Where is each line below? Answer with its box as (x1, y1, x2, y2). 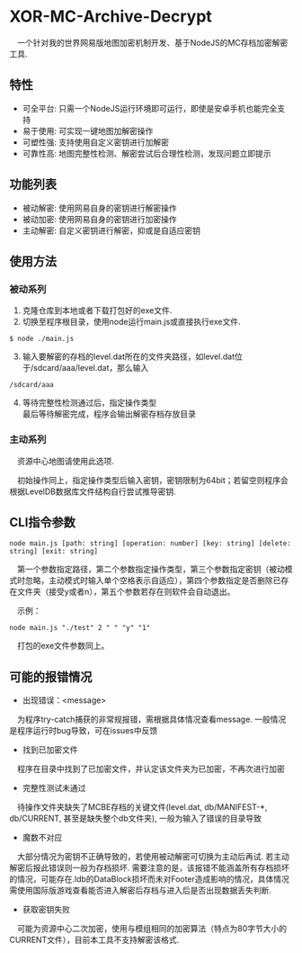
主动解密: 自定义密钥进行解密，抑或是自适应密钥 (22, 225, 200, 236)
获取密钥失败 (22, 904, 70, 915)
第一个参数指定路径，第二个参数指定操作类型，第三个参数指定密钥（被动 (17, 564, 285, 575)
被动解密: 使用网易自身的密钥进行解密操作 (22, 202, 177, 213)
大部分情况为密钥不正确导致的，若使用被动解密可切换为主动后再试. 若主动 (17, 851, 289, 862)
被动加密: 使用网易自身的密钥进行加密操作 (22, 213, 177, 224)
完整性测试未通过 (22, 783, 86, 794)
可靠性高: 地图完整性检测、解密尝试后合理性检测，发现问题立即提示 (22, 148, 271, 158)
